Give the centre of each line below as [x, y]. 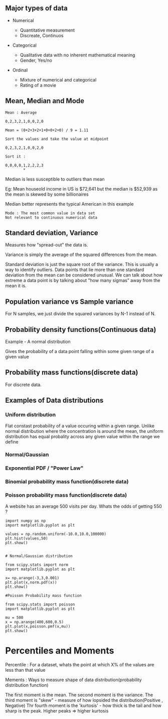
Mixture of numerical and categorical [58, 79]
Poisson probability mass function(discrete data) [66, 495]
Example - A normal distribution [38, 342]
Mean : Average [21, 113]
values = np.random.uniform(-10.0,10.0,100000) [56, 534]
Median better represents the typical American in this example [69, 204]
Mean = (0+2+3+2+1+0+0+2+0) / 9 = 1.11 [47, 130]
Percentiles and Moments [60, 650]
